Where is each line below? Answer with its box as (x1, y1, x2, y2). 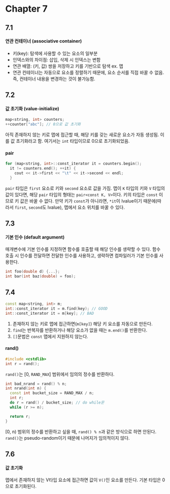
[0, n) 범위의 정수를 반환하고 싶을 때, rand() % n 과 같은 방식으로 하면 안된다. (5, 429, 156, 435)
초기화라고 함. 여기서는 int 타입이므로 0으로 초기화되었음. (16, 138, 130, 144)
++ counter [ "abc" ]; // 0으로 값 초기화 (5, 122, 81, 127)
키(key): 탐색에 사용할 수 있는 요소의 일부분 (12, 50, 98, 56)
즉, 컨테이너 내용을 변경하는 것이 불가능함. (12, 76, 95, 82)
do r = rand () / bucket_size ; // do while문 (10, 400, 105, 405)
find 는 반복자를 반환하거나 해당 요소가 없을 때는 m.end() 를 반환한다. (12, 327, 148, 333)
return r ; (10, 414, 30, 419)
